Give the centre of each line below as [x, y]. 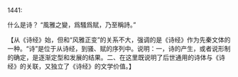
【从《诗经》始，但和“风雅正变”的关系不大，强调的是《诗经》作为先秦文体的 [119, 40]
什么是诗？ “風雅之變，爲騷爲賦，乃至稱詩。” [72, 25]
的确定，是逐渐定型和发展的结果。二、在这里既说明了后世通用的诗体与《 [113, 57]
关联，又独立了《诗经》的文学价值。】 [80, 66]
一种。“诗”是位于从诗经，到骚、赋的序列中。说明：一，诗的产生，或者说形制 [119, 48]
